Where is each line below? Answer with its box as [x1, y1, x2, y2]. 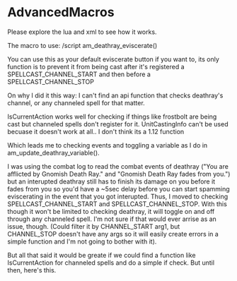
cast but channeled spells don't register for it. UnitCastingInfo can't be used [7, 119, 229, 128]
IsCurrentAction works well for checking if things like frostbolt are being [7, 112, 217, 121]
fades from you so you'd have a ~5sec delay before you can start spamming [7, 184, 230, 193]
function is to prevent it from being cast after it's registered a [7, 62, 185, 71]
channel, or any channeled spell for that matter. [7, 98, 145, 107]
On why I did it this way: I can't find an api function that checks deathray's [7, 91, 224, 100]
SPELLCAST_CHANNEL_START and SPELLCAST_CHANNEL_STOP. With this [7, 199, 228, 208]
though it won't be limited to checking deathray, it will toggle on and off [7, 207, 215, 215]
